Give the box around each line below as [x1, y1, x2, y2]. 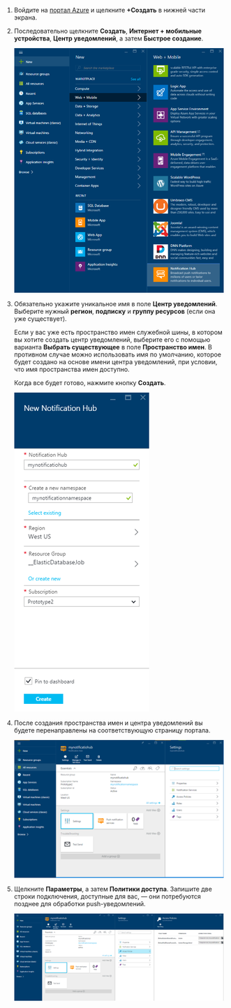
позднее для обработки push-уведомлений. [13, 900, 146, 908]
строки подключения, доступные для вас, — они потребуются [13, 892, 201, 901]
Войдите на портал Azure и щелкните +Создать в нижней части [13, 6, 206, 14]
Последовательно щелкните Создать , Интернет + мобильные [13, 27, 202, 35]
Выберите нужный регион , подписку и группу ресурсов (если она [13, 307, 216, 316]
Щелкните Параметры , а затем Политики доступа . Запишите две [13, 885, 213, 894]
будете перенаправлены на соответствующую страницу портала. [13, 726, 211, 735]
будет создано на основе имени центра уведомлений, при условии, [13, 358, 218, 366]
